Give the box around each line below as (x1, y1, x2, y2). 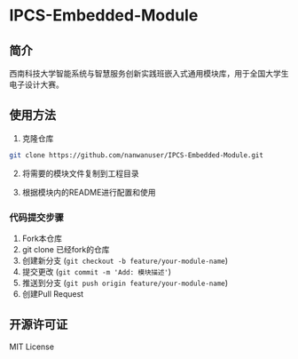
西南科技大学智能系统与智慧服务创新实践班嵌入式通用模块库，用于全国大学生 (9, 68, 289, 78)
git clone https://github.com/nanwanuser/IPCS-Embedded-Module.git (9, 150, 264, 160)
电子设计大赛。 (9, 79, 64, 90)
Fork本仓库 (21, 233, 63, 243)
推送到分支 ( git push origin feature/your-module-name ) (21, 277, 229, 288)
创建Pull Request (21, 288, 84, 299)
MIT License (9, 341, 55, 352)
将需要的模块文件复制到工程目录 (21, 168, 139, 179)
